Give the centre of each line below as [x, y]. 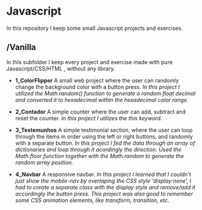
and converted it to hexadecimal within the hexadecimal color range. [102, 100]
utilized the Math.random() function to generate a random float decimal [105, 93]
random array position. [44, 162]
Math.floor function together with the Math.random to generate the [99, 156]
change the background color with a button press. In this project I [97, 87]
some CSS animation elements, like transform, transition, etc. [92, 200]
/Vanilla [21, 47]
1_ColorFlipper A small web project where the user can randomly [97, 80]
